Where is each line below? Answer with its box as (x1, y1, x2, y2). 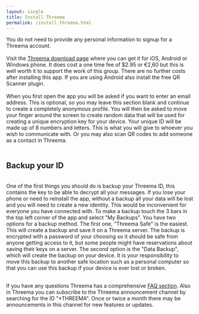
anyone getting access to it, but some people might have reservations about (6, 239, 192, 246)
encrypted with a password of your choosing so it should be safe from (6, 233, 178, 240)
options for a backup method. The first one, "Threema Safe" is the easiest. (6, 220, 189, 227)
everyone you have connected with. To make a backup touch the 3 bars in (6, 208, 188, 215)
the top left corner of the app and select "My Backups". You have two (6, 214, 176, 221)
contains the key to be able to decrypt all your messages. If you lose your (6, 189, 186, 196)
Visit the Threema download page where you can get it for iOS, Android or (6, 55, 188, 62)
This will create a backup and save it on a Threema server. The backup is (6, 227, 185, 234)
